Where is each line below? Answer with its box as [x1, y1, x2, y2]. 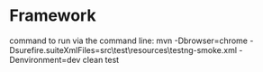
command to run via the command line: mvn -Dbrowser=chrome [9, 35, 248, 46]
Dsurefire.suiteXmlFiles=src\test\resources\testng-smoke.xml [9, 44, 237, 55]
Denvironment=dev [9, 54, 81, 65]
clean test [82, 54, 120, 65]
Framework [9, 5, 96, 26]
